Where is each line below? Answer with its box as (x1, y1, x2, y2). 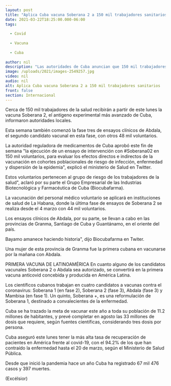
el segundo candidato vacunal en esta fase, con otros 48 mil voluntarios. (5, 133, 158, 139)
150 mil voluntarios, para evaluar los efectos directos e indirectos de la (5, 153, 153, 159)
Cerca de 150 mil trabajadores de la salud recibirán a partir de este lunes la (5, 106, 162, 113)
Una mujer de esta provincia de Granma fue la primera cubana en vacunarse (5, 246, 166, 252)
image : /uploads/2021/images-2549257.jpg (5, 69, 95, 74)
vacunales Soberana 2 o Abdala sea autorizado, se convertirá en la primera (5, 267, 163, 273)
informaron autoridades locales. (5, 118, 72, 124)
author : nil (5, 60, 31, 65)
